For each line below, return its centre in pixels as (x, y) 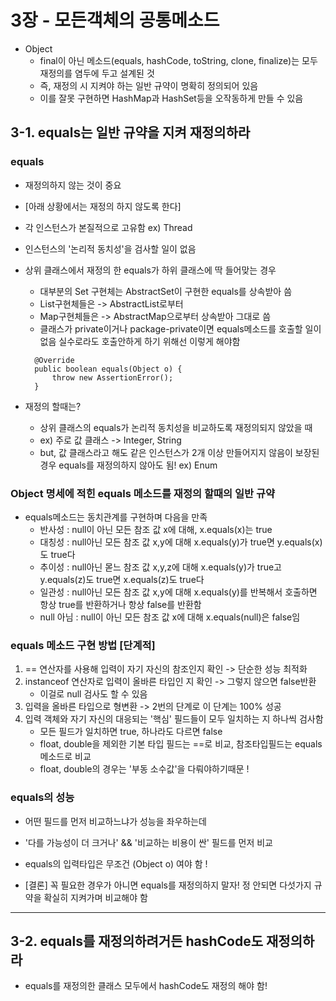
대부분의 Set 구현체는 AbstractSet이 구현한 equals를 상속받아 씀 (166, 291)
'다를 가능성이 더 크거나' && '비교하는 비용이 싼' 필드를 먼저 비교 (148, 842)
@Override (54, 360)
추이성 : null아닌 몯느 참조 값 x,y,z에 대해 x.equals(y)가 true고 (160, 567)
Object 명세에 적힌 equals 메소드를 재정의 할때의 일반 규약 (143, 493)
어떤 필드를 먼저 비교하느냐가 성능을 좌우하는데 (115, 821)
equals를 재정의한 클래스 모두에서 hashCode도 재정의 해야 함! (146, 986)
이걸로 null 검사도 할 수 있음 (93, 694)
